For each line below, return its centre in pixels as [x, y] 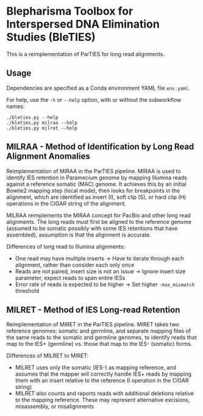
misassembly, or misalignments [55, 406]
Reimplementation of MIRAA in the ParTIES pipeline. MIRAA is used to [94, 171]
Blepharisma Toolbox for [70, 11]
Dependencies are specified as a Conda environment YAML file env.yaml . [98, 88]
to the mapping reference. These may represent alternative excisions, [102, 400]
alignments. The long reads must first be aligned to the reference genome [99, 221]
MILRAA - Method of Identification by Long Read [100, 147]
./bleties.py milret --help [42, 128]
